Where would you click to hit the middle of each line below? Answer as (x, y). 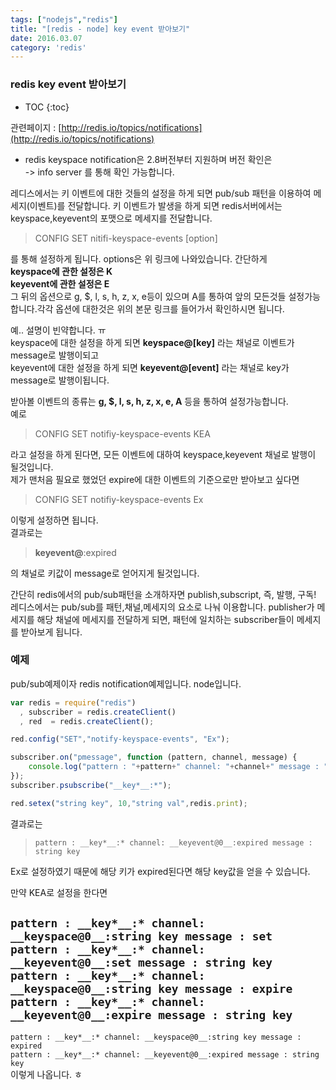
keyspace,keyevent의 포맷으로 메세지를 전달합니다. (111, 218)
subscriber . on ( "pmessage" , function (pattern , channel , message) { (154, 757)
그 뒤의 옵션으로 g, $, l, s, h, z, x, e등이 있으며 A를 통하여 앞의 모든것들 (148, 296)
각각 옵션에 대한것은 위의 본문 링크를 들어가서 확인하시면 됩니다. (160, 308)
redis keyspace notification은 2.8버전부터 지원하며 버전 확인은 (148, 159)
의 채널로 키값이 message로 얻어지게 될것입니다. (105, 573)
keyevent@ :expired (75, 552)
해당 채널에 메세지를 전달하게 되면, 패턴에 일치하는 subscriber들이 (165, 619)
